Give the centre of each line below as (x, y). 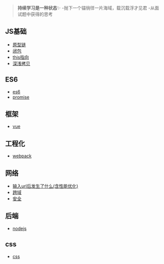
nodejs (19, 228)
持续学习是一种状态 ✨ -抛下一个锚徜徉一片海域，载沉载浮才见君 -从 (86, 8)
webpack (22, 156)
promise (21, 97)
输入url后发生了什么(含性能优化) (45, 186)
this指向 (20, 57)
